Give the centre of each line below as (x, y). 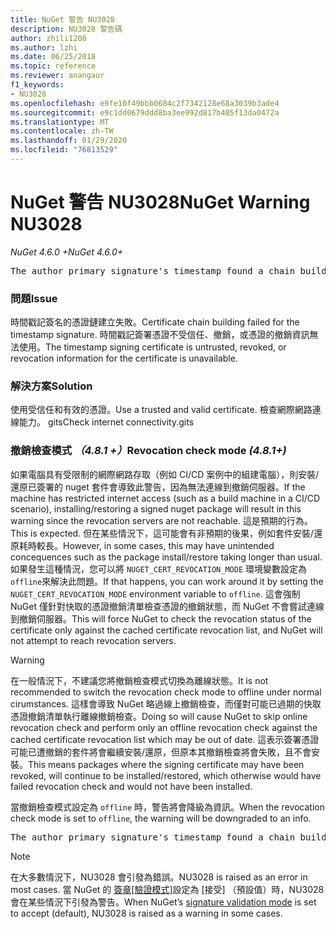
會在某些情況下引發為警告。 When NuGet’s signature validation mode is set (163, 902)
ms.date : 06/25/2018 (53, 57)
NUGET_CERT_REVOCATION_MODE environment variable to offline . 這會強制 (155, 593)
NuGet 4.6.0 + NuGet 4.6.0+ (67, 252)
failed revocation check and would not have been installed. (131, 786)
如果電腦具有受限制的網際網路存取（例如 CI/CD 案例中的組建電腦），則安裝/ (165, 474)
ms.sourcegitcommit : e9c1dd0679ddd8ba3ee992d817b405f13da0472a (145, 112)
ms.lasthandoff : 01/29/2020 (69, 141)
